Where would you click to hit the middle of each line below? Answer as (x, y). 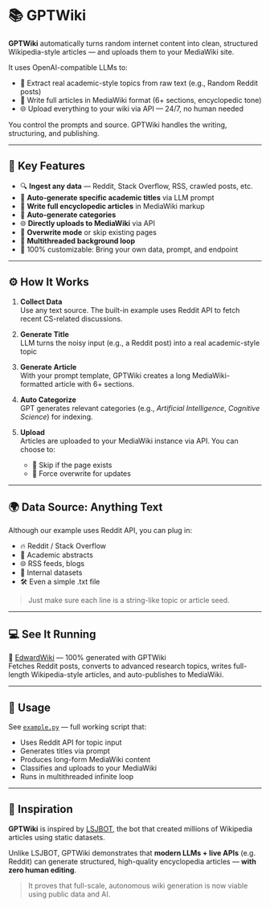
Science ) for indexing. (57, 417)
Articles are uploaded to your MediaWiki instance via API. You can (129, 441)
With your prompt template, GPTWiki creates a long (105, 376)
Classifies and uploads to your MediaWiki (88, 768)
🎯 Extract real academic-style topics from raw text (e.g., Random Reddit (139, 83)
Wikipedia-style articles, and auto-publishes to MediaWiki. (127, 675)
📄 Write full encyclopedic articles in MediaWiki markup (112, 206)
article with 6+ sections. (95, 384)
